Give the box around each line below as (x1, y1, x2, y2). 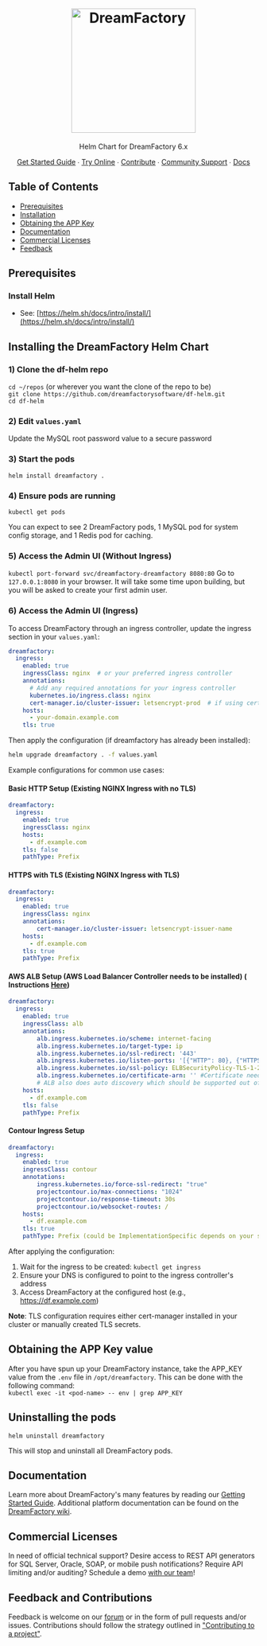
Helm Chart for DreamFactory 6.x (79, 142, 188, 151)
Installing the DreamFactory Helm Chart (8, 340, 209, 353)
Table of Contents (8, 180, 99, 194)
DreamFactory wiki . (8, 1507, 72, 1516)
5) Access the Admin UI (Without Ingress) (8, 550, 172, 561)
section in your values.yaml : (8, 632, 100, 641)
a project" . (8, 1629, 42, 1639)
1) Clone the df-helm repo (8, 364, 109, 375)
